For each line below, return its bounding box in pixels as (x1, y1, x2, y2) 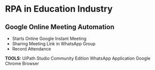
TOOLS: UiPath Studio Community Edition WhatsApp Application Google (5, 55, 151, 61)
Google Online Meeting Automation (5, 23, 115, 31)
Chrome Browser (5, 61, 39, 66)
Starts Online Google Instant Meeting (12, 35, 87, 41)
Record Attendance (12, 46, 51, 52)
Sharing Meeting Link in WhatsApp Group (12, 41, 96, 47)
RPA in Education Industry (5, 3, 113, 15)
